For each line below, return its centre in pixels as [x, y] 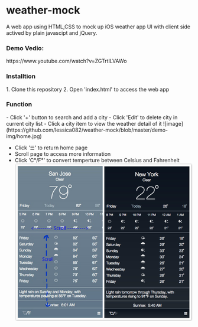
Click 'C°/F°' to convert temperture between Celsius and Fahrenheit [97, 160]
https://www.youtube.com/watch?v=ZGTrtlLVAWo [66, 61]
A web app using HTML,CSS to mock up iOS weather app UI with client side [98, 27]
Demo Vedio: [25, 48]
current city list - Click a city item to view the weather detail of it [84, 123]
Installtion [21, 76]
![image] [173, 123]
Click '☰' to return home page [51, 148]
